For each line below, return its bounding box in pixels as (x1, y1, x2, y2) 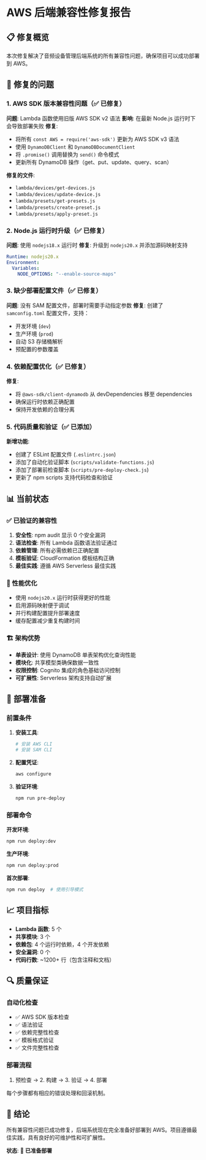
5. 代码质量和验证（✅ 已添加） (6, 423, 96, 431)
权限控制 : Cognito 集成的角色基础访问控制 (15, 666, 121, 673)
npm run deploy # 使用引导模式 (6, 886, 84, 893)
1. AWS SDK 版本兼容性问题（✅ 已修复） (6, 100, 126, 108)
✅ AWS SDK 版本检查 (15, 1013, 69, 1021)
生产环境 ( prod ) (15, 330, 54, 337)
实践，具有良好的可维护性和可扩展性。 (11, 1134, 109, 1142)
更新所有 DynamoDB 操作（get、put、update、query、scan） (15, 158, 173, 166)
